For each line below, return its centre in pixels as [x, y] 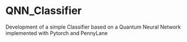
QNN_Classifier [44, 11]
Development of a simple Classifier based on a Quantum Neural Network [93, 27]
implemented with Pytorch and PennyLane [57, 33]
